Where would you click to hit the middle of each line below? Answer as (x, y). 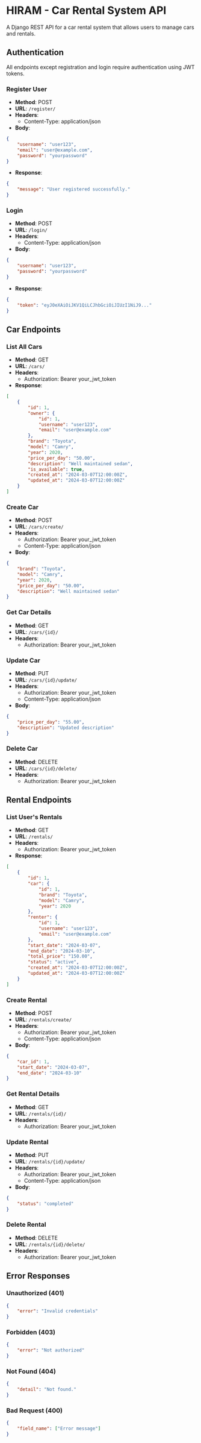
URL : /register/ (35, 108)
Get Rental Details (33, 1094)
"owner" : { (42, 413)
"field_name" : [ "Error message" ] (59, 1429)
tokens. (16, 74)
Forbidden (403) (31, 1332)
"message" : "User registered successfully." (74, 189)
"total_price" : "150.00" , (60, 956)
